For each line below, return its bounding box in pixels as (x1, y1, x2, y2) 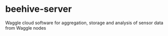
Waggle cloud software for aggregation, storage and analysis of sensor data (5, 20, 163, 26)
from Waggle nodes (5, 25, 46, 31)
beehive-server (5, 3, 72, 15)
